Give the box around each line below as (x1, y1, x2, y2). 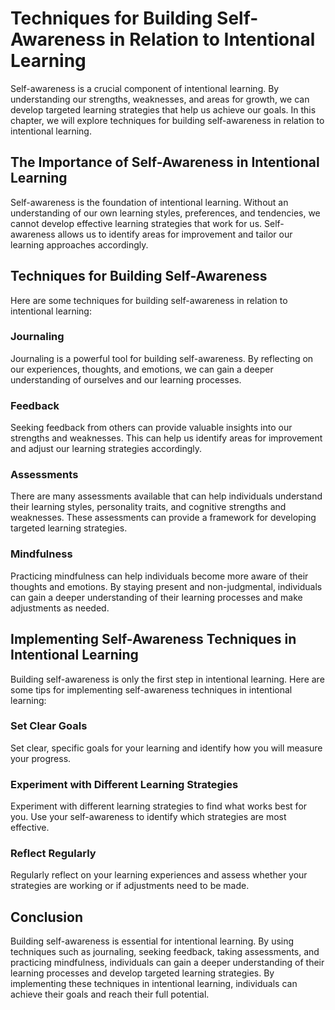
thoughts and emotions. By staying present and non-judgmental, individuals (10, 580, 323, 592)
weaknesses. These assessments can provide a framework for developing (10, 512, 317, 524)
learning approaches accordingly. (10, 238, 149, 251)
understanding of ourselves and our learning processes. (10, 373, 242, 386)
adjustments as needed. (10, 602, 110, 614)
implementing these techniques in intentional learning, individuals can (10, 978, 298, 990)
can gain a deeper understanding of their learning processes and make (10, 591, 303, 603)
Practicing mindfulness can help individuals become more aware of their (10, 570, 309, 582)
